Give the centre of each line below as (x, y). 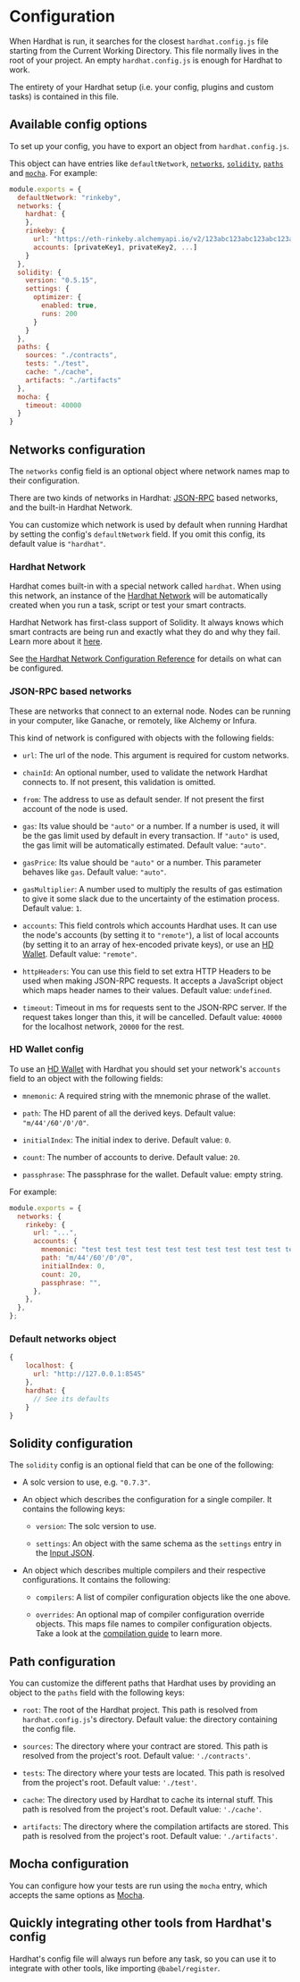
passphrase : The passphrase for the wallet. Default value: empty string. (153, 1174)
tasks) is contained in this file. (64, 96)
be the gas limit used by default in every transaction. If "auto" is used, (150, 835)
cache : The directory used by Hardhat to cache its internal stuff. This (148, 1800)
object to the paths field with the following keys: (97, 1693)
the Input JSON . (65, 1553)
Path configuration (62, 1662)
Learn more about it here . (56, 641)
